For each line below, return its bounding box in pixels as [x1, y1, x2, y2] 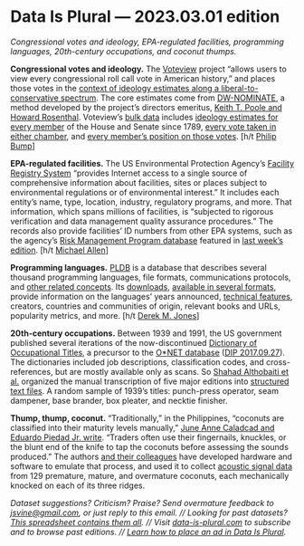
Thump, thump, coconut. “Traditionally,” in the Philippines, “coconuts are [10, 412, 285, 423]
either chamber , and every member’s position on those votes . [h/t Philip [10, 130, 277, 141]
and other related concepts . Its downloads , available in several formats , [10, 281, 277, 292]
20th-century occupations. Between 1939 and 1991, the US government [10, 328, 282, 339]
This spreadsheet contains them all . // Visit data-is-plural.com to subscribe [10, 516, 291, 527]
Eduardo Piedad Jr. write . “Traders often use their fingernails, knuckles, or [10, 432, 287, 443]
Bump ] [10, 140, 35, 151]
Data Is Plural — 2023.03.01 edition [10, 6, 280, 27]
